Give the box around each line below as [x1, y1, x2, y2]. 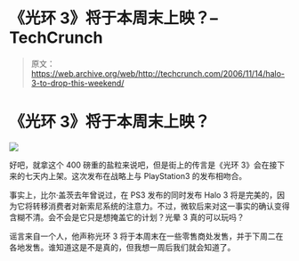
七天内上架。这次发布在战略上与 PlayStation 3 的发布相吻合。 [24, 170, 247, 181]
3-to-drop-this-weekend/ [30, 77, 125, 88]
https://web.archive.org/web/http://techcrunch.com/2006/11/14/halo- [30, 68, 286, 78]
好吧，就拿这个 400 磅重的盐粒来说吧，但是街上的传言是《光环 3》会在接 [9, 159, 278, 170]
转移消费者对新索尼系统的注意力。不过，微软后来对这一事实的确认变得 [32, 200, 290, 211]
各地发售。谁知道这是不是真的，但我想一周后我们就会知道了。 [9, 241, 236, 252]
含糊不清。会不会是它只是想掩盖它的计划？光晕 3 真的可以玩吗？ [9, 211, 245, 223]
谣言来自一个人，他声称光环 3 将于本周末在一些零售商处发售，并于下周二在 [9, 231, 284, 241]
